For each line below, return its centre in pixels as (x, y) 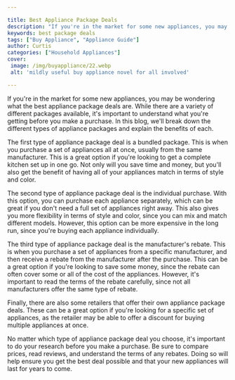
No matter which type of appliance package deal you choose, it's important (116, 338)
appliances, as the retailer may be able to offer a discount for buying (106, 317)
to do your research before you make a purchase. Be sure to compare (108, 346)
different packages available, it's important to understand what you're (108, 113)
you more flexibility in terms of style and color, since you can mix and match (117, 215)
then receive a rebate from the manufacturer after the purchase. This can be (117, 259)
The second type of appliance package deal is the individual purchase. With (117, 193)
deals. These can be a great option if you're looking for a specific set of (110, 310)
